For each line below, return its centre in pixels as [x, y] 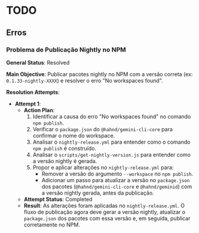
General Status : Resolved [38, 62]
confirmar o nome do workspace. [74, 135]
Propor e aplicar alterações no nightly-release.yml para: [103, 167]
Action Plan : [39, 110]
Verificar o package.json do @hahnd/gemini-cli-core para [103, 129]
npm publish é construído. [65, 148]
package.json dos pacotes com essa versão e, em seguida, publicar [107, 218]
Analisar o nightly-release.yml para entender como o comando [111, 142]
